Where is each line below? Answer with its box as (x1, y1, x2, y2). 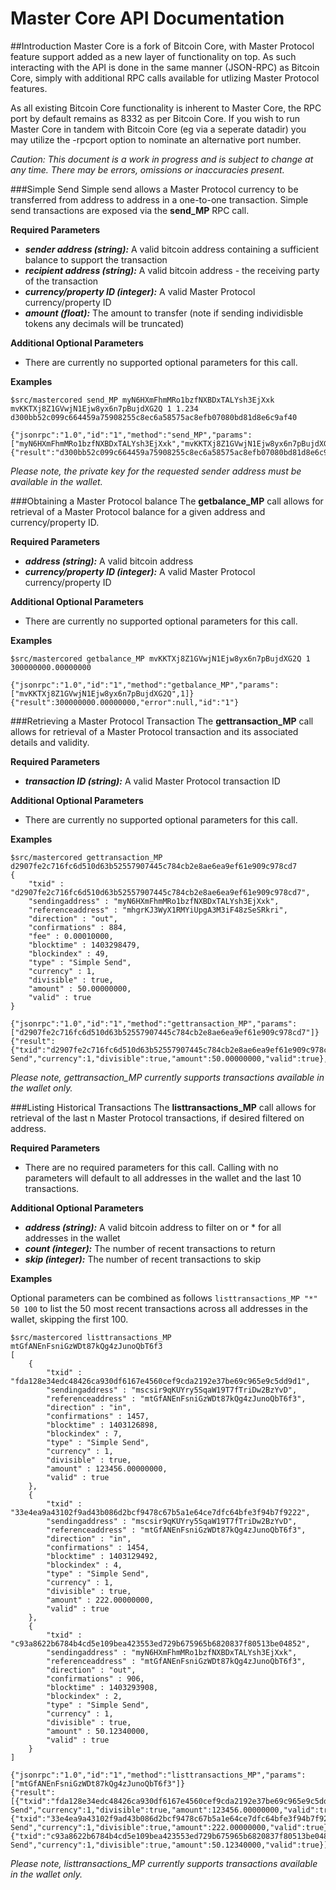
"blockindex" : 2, (46, 1691, 123, 1701)
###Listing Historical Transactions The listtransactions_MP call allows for (10, 1101, 317, 1113)
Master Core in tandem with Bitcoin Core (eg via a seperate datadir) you (10, 123, 307, 135)
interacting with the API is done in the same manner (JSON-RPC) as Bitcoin (10, 61, 320, 73)
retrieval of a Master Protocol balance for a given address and (10, 505, 266, 517)
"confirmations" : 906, (46, 1673, 145, 1684)
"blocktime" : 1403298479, (28, 940, 141, 950)
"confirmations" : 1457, (46, 1411, 150, 1421)
